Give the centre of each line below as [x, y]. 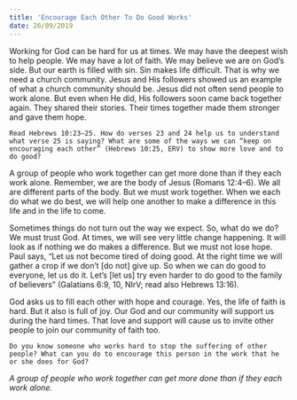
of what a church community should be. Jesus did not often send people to [146, 89]
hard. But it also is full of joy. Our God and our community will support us [142, 310]
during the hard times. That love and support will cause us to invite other [142, 320]
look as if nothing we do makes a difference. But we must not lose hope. [141, 247]
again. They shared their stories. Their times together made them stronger [145, 107]
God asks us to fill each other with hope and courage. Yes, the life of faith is [148, 302]
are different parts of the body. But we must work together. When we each [145, 192]
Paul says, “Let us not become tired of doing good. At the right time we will [146, 256]
